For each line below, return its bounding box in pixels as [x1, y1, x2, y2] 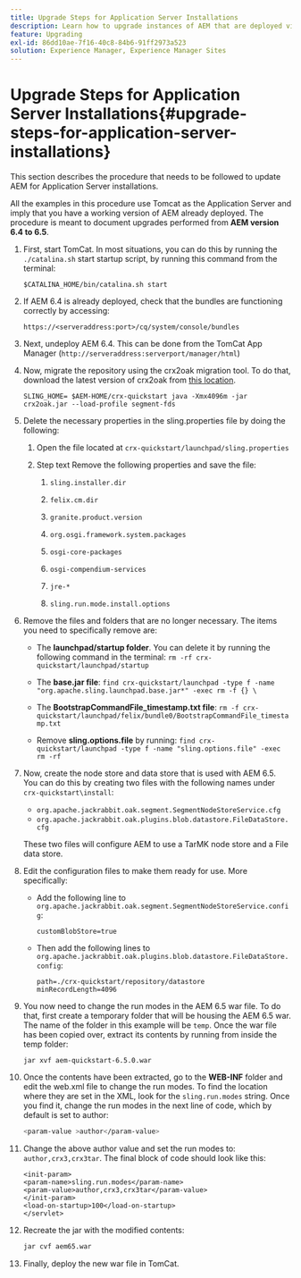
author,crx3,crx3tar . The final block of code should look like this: [22, 1152, 266, 1163]
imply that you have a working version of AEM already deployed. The [10, 207, 264, 219]
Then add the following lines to [36, 943, 151, 954]
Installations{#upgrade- [64, 104, 247, 124]
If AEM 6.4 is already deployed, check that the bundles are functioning [22, 296, 283, 307]
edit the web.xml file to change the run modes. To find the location [22, 1081, 269, 1092]
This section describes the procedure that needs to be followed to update [10, 172, 281, 182]
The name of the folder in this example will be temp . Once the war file [22, 1020, 278, 1030]
